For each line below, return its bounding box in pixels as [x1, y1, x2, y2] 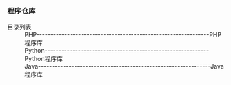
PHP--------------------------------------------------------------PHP [24, 31, 222, 39]
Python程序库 [24, 55, 64, 63]
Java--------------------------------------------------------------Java [24, 62, 225, 71]
